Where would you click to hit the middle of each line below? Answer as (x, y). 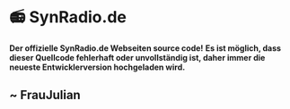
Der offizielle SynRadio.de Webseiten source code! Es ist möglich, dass (145, 48)
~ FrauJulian (45, 95)
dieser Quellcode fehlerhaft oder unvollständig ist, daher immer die (137, 57)
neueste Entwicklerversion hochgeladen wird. (97, 67)
